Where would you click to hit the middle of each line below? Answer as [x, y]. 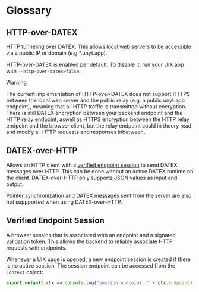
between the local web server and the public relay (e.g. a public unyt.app [96, 100]
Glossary [29, 10]
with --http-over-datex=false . [44, 71]
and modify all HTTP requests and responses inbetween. [76, 132]
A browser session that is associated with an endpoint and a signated [91, 235]
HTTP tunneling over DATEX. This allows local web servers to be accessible [99, 46]
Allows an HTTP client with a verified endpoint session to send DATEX [92, 165]
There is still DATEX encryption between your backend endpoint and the [94, 113]
